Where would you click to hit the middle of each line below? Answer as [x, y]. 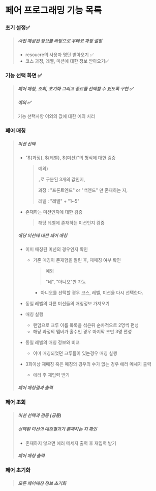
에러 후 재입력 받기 [51, 375]
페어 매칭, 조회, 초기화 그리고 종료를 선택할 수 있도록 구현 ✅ [75, 89]
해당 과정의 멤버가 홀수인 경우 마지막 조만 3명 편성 [82, 332]
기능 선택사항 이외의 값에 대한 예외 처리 [56, 116]
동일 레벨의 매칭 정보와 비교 [52, 342]
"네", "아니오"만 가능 [66, 282]
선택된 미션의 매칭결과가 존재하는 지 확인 [57, 429]
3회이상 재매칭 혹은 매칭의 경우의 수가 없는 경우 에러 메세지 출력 [88, 364]
